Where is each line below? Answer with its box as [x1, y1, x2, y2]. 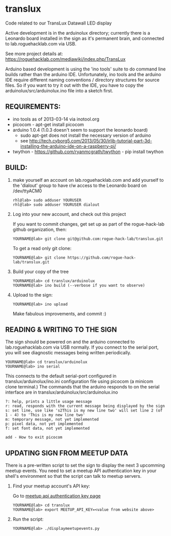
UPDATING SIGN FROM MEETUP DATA [5, 449, 128, 457]
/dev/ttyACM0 [12, 187, 42, 194]
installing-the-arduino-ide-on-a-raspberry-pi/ [20, 143, 116, 149]
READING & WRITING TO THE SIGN [5, 325, 117, 334]
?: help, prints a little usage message [5, 399, 93, 404]
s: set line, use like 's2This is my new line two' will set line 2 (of [5, 408, 163, 413]
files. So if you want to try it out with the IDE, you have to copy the [5, 82, 144, 88]
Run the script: [12, 516, 44, 522]
